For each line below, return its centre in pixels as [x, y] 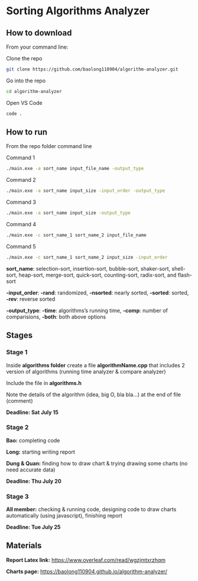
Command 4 [21, 224]
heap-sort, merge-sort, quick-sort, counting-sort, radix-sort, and [98, 275]
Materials [24, 546]
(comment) [20, 400]
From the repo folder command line [49, 146]
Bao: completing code [33, 440]
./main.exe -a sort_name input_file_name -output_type [75, 169]
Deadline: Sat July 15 [33, 412]
